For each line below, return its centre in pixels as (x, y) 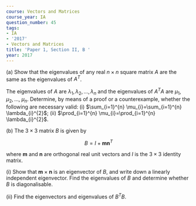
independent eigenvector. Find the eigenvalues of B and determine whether (97, 178)
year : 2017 (19, 55)
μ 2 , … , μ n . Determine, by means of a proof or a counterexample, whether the (98, 99)
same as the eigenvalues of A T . (44, 79)
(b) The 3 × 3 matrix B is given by (46, 130)
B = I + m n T (99, 143)
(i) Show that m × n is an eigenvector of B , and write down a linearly (88, 172)
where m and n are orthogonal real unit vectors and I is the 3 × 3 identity (94, 154)
